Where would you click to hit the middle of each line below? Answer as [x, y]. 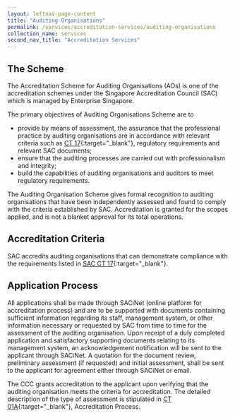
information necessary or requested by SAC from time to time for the [107, 325]
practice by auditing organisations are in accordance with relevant [114, 136]
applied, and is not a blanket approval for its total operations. [95, 217]
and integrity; [37, 165]
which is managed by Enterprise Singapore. [71, 100]
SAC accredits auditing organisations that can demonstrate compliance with [117, 256]
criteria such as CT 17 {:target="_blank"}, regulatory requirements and [119, 143]
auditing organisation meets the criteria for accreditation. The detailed [109, 391]
